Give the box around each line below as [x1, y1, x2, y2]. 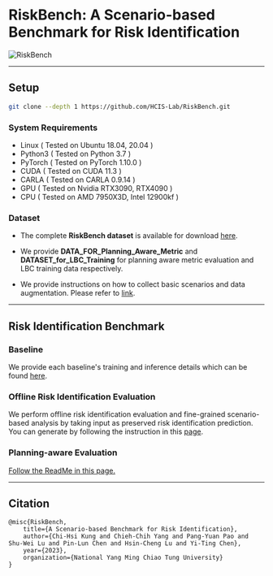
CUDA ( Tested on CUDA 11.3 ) [19, 166, 122, 175]
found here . [8, 370, 47, 380]
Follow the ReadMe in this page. [8, 466, 116, 475]
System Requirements [8, 122, 98, 133]
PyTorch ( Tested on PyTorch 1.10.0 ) [19, 157, 142, 167]
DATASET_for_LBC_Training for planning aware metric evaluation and [19, 255, 254, 265]
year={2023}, [23, 547, 67, 555]
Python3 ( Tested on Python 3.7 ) [19, 149, 132, 158]
